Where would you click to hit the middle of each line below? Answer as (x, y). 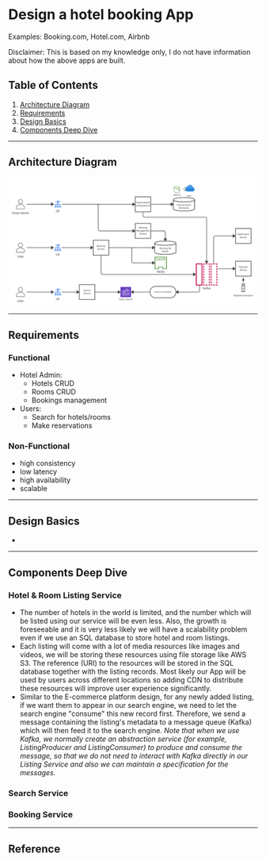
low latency (38, 472)
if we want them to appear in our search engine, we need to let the (128, 705)
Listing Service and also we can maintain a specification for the (124, 764)
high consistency (47, 463)
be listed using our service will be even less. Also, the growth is (123, 621)
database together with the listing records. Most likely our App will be (133, 671)
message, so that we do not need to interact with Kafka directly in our (133, 755)
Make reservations (62, 425)
